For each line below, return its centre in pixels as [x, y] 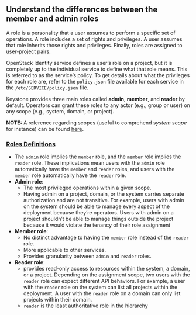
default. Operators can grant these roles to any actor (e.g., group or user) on [98, 105]
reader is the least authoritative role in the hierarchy [85, 306]
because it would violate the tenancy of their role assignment [97, 225]
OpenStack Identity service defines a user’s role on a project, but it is [89, 63]
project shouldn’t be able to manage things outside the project [98, 219]
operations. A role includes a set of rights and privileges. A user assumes [94, 39]
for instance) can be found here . [45, 129]
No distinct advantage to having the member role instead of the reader [106, 238]
